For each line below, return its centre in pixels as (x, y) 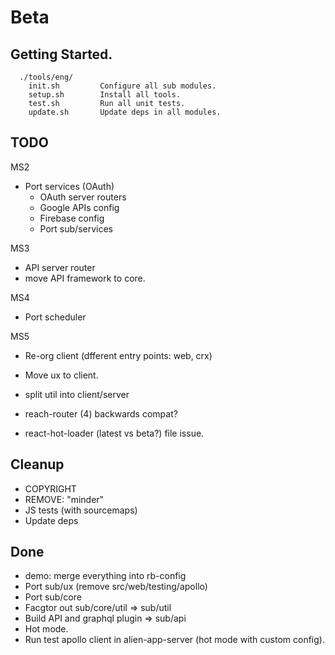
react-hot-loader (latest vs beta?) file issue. (114, 433)
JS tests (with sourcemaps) (81, 510)
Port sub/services (76, 228)
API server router (60, 267)
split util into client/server (77, 394)
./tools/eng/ (46, 77)
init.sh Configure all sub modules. (122, 86)
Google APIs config (79, 207)
